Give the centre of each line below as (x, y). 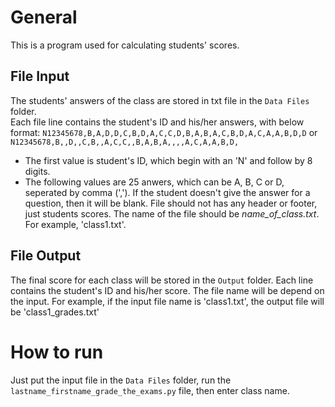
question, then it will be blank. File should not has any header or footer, (171, 203)
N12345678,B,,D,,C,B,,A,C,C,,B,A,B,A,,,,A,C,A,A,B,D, (125, 142)
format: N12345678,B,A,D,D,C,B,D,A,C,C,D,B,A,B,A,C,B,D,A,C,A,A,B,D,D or (164, 132)
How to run (57, 352)
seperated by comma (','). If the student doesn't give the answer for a (167, 192)
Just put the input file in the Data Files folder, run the (121, 380)
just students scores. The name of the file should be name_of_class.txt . (172, 213)
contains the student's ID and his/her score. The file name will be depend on (167, 290)
